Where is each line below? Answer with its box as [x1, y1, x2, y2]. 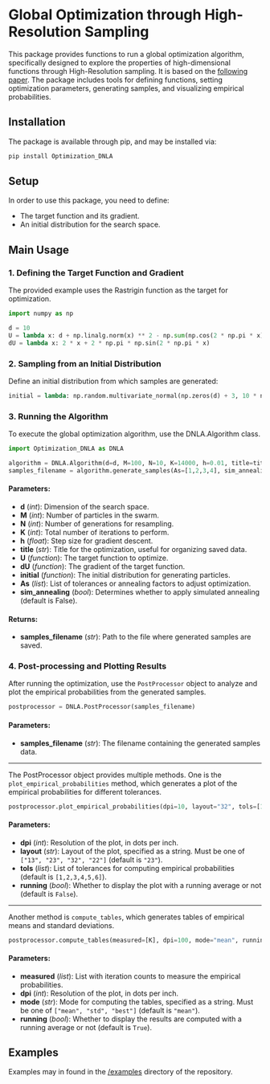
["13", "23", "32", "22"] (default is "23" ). [19, 854, 163, 865]
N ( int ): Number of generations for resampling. [19, 518, 174, 528]
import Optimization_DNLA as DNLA [8, 444, 125, 453]
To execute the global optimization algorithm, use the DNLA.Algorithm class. [8, 429, 261, 439]
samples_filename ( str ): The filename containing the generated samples [19, 738, 261, 748]
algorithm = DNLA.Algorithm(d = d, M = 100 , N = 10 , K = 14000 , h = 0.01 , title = [8, 459, 253, 467]
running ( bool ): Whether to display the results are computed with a [19, 1014, 243, 1024]
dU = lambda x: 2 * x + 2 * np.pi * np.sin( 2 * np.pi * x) [8, 339, 211, 347]
